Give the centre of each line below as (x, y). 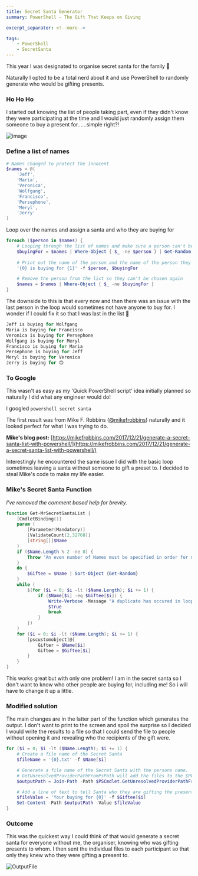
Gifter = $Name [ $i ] (61, 645)
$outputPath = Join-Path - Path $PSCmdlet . (70, 781)
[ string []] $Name (47, 541)
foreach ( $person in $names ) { (44, 241)
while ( (26, 585)
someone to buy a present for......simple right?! (63, 125)
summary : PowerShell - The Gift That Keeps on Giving (74, 17)
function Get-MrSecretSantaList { (49, 513)
